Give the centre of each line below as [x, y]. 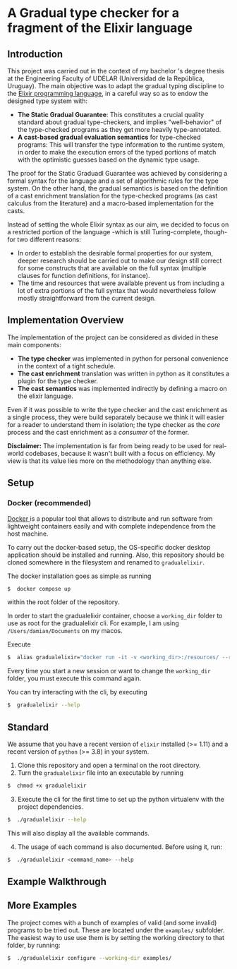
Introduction [35, 54]
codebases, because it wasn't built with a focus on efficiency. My [120, 453]
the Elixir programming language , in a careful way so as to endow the [108, 94]
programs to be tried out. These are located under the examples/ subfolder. [116, 930]
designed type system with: [48, 101]
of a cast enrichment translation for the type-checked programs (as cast [113, 196]
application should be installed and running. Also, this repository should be [116, 555]
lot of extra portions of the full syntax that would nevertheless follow [117, 290]
